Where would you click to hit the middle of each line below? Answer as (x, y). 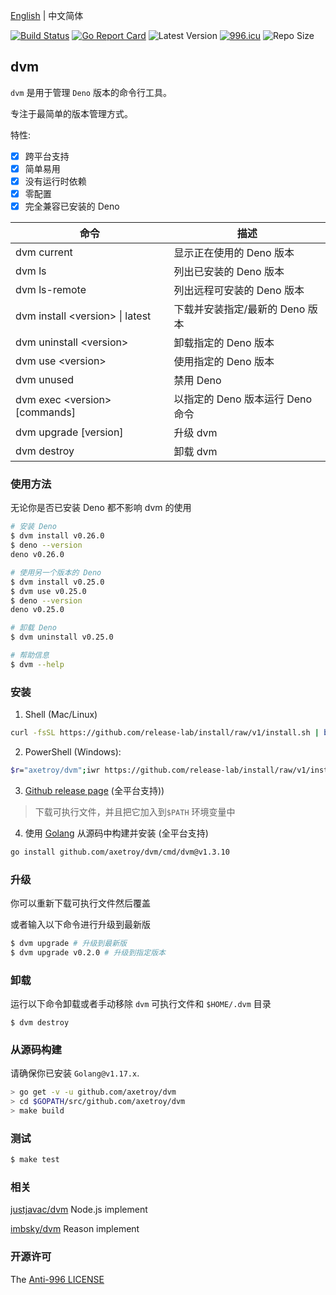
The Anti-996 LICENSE (57, 1279)
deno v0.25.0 (37, 610)
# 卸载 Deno (33, 628)
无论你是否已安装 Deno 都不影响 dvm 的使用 (101, 508)
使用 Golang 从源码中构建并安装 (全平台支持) (116, 833)
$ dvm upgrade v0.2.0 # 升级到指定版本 (88, 952)
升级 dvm (195, 433)
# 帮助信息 (30, 655)
